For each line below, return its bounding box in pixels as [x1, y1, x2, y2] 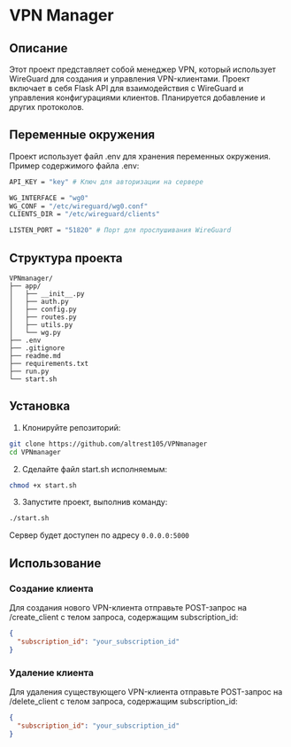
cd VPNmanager [9, 447, 62, 456]
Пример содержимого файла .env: [9, 160, 140, 171]
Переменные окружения [9, 128, 156, 143]
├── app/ [9, 282, 42, 291]
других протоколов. [9, 102, 84, 112]
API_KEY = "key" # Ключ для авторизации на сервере [9, 177, 203, 186]
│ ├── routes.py [9, 313, 77, 322]
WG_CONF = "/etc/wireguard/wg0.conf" [9, 201, 149, 211]
